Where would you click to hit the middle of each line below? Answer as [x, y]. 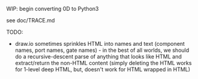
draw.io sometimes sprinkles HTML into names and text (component [100, 44]
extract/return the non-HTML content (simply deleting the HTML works [103, 63]
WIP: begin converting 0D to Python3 [53, 9]
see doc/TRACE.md [31, 20]
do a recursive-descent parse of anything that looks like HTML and [98, 56]
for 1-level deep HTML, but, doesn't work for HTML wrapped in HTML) [103, 69]
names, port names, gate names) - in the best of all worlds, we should [102, 50]
